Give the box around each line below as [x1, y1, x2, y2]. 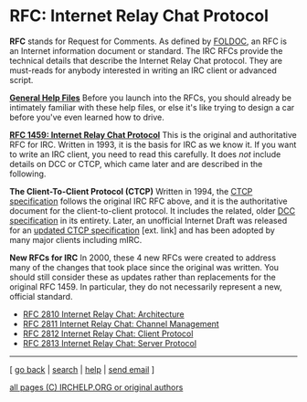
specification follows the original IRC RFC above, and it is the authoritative [9, 196, 288, 206]
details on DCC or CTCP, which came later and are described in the [9, 158, 263, 169]
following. [9, 168, 47, 179]
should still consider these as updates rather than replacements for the [9, 271, 276, 282]
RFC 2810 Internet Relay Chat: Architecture [22, 308, 185, 320]
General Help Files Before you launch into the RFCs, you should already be [9, 92, 292, 103]
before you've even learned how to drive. [9, 111, 164, 122]
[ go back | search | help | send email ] [9, 364, 155, 375]
